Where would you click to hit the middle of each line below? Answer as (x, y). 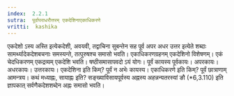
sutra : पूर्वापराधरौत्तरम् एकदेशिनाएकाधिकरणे (54, 20)
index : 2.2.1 (28, 14)
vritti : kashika (32, 26)
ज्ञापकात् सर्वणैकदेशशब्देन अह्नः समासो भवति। (56, 86)
